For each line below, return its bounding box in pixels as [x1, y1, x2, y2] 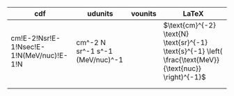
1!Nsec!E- [10, 42, 45, 51]
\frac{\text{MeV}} [163, 55, 220, 64]
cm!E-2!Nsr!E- [10, 34, 61, 43]
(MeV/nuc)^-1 [76, 55, 124, 64]
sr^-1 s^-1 [76, 46, 114, 56]
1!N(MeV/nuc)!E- [10, 51, 68, 60]
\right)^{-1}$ [163, 73, 207, 81]
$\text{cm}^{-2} [163, 21, 216, 30]
